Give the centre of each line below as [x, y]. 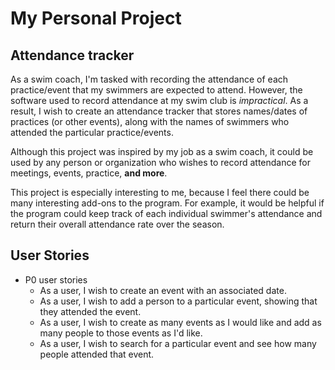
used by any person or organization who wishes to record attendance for [161, 162]
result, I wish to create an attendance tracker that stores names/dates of [159, 111]
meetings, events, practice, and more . [89, 173]
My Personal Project [96, 18]
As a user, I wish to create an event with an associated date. [163, 290]
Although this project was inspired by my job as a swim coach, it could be [162, 151]
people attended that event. [97, 354]
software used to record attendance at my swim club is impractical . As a [159, 100]
